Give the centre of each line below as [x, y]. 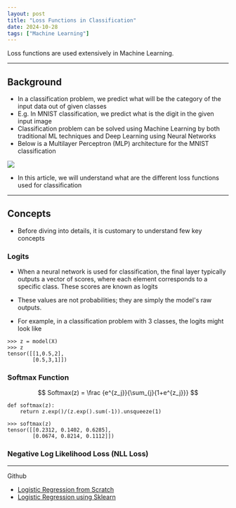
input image [35, 121]
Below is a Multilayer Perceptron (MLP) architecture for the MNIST [113, 144]
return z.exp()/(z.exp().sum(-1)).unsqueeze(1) [91, 412]
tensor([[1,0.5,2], [36, 354]
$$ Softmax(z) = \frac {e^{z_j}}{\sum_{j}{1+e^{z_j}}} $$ [118, 393]
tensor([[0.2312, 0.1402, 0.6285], [59, 430]
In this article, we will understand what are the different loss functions [118, 178]
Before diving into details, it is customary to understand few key [110, 230]
